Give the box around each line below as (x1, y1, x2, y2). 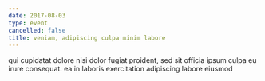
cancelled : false (8, 26, 66, 34)
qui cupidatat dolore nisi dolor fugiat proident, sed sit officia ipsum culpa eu (8, 56, 257, 65)
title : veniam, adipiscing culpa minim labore (8, 33, 166, 42)
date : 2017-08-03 (8, 11, 66, 20)
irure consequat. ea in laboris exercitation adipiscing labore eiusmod (8, 64, 233, 74)
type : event (8, 19, 48, 27)
